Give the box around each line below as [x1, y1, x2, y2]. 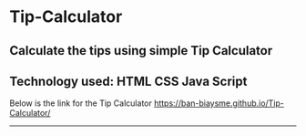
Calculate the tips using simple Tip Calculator [9, 43, 273, 58]
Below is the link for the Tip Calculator [9, 98, 152, 109]
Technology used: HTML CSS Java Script [9, 73, 248, 89]
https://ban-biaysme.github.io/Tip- [153, 98, 285, 109]
